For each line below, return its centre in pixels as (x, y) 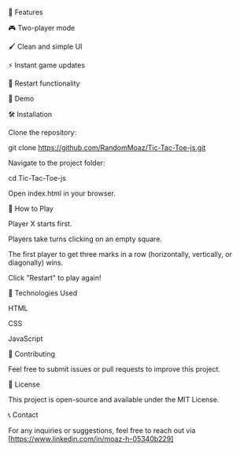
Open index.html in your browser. (62, 193)
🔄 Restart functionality (44, 83)
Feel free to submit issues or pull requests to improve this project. (114, 369)
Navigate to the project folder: (57, 163)
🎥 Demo (21, 99)
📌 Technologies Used (42, 293)
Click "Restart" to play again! (55, 278)
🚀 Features (26, 12)
